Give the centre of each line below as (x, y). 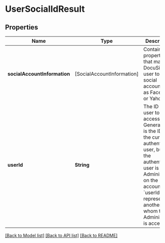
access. (152, 119)
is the (150, 131)
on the (151, 180)
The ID (151, 106)
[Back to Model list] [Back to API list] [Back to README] (61, 235)
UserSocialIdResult (45, 9)
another (152, 205)
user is (151, 168)
